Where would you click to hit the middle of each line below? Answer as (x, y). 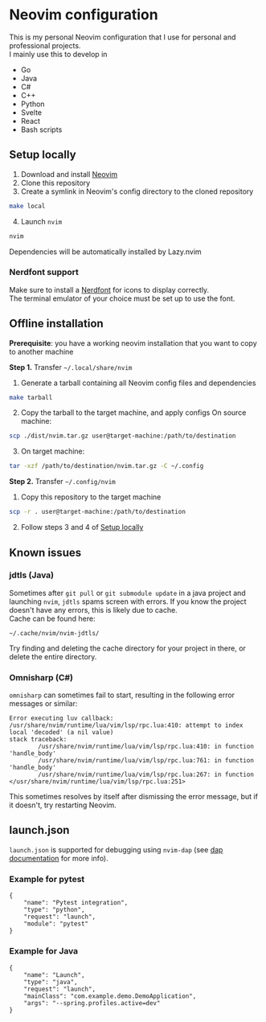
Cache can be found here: (52, 618)
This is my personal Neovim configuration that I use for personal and (123, 37)
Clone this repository (55, 183)
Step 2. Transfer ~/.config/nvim (62, 482)
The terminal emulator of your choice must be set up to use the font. (122, 298)
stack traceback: (38, 740)
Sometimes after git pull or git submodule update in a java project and (127, 593)
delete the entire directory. (53, 656)
